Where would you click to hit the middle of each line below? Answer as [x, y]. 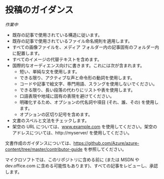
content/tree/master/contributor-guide [44, 149]
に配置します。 [27, 53]
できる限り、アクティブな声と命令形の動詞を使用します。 [77, 78]
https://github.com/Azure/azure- [106, 143]
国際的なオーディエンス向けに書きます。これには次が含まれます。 [78, 65]
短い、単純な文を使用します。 [50, 71]
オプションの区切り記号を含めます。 [56, 114]
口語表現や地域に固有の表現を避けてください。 [67, 96]
